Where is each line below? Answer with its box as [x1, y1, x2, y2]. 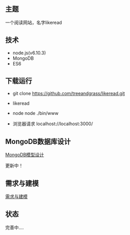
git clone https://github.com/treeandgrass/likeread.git [12, 90, 125, 97]
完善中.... [5, 224, 24, 230]
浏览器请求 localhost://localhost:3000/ [12, 121, 93, 127]
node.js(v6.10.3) [12, 50, 46, 56]
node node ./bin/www [12, 110, 59, 116]
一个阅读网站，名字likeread [5, 19, 62, 26]
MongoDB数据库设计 [5, 137, 71, 146]
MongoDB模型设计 [5, 152, 44, 158]
